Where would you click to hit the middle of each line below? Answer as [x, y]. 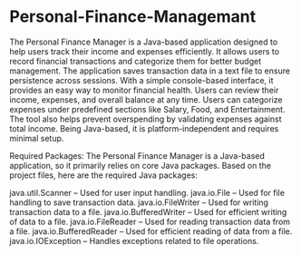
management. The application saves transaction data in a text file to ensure [150, 71]
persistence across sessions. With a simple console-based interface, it [141, 80]
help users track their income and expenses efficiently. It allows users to [144, 51]
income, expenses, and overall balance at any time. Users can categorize [146, 99]
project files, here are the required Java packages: [103, 175]
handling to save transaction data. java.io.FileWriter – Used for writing [139, 202]
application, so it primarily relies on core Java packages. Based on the [141, 165]
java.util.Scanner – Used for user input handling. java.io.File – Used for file [147, 192]
